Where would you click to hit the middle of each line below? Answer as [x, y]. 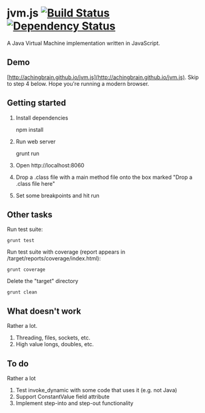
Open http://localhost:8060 [50, 165]
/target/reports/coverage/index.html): [54, 259]
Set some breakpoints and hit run [58, 195]
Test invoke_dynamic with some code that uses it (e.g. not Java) [96, 390]
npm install [30, 129]
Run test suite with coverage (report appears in [66, 252]
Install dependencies [42, 118]
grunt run [27, 153]
